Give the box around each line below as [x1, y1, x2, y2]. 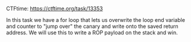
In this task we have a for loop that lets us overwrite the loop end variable [6, 17, 186, 23]
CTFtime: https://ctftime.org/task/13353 [6, 5, 103, 12]
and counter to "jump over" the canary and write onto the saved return [6, 23, 179, 30]
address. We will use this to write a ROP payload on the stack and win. [6, 29, 178, 36]
